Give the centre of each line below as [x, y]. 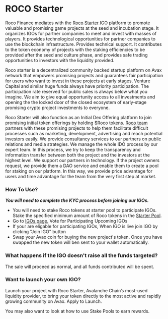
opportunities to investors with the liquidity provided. [60, 60]
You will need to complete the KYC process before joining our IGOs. [77, 200]
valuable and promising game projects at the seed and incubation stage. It [82, 28]
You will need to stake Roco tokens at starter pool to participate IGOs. [85, 210]
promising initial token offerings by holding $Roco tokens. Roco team [76, 123]
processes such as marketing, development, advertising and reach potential [84, 133]
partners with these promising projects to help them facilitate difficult [77, 128]
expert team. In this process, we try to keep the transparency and [73, 149]
